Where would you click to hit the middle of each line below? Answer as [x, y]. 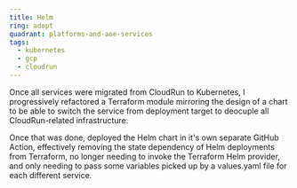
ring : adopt [31, 26]
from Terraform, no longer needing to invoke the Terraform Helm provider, [144, 156]
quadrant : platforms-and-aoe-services [81, 34]
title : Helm [31, 17]
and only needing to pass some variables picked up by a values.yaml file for [148, 166]
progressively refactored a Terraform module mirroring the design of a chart [148, 101]
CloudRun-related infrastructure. [69, 120]
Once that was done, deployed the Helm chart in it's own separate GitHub [144, 137]
